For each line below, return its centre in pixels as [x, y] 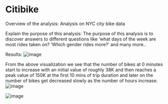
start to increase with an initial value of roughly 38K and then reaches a [81, 70]
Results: [14, 54]
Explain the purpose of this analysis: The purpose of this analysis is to [79, 33]
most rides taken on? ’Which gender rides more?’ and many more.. [76, 44]
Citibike [22, 9]
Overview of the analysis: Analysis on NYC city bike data [65, 24]
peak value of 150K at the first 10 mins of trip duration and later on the [79, 75]
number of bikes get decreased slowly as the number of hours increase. [82, 80]
